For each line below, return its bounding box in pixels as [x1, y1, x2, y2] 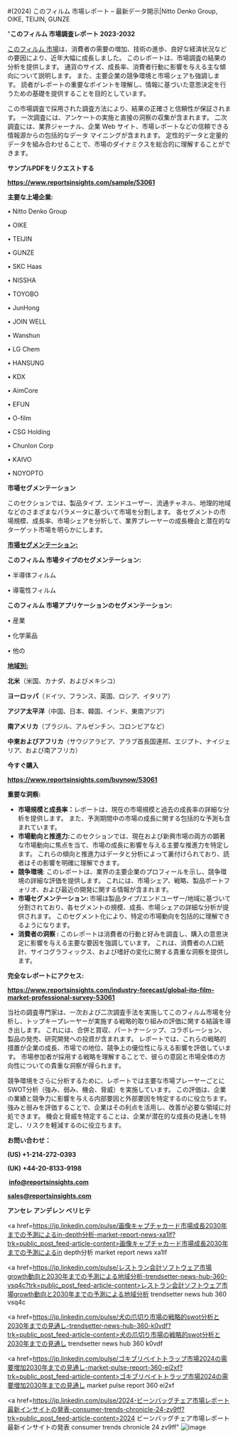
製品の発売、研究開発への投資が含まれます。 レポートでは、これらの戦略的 [7, 1035, 227, 1043]
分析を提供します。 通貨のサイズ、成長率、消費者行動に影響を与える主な [7, 63, 220, 70]
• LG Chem [7, 345, 40, 353]
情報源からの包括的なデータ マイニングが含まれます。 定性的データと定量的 [7, 131, 229, 139]
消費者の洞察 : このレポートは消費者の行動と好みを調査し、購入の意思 [17, 930, 222, 938]
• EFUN [7, 400, 30, 408]
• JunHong [7, 304, 40, 312]
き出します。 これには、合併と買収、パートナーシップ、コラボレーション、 [7, 1026, 226, 1034]
